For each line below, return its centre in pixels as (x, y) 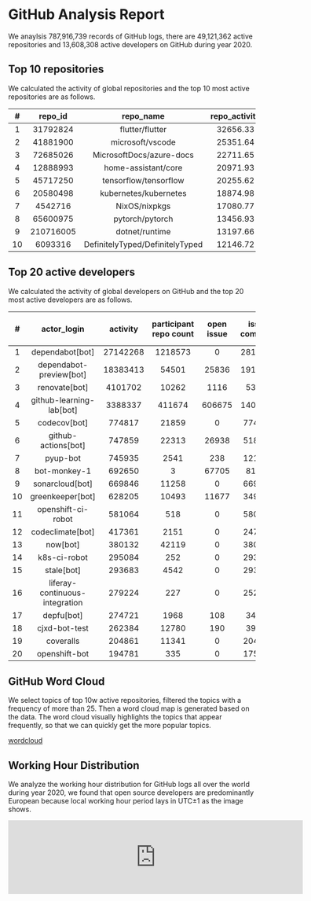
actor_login (63, 329)
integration (63, 602)
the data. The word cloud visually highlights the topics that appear (115, 717)
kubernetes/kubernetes (143, 193)
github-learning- (63, 400)
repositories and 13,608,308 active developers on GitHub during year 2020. (130, 44)
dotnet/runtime (143, 231)
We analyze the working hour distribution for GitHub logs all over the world (129, 785)
